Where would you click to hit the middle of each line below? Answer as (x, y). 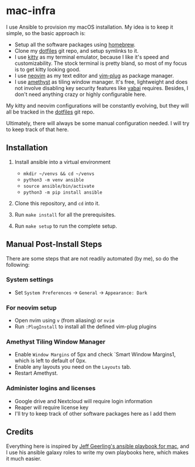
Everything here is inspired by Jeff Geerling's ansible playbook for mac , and (97, 446)
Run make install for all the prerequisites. (65, 214)
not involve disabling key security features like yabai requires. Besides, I (101, 88)
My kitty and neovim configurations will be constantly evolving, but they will (97, 105)
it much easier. (24, 458)
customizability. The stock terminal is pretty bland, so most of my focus (101, 63)
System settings (30, 280)
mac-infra (31, 11)
